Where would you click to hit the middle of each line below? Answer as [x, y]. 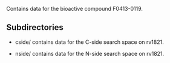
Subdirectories [35, 27]
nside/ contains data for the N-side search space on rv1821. [90, 53]
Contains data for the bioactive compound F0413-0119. [75, 9]
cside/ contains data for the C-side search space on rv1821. [90, 42]
